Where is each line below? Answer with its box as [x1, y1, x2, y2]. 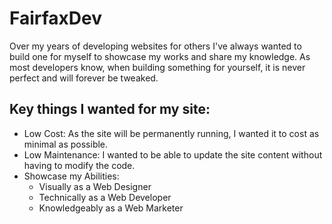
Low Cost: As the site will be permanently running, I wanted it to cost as [23, 127, 320, 139]
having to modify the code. [23, 159, 136, 171]
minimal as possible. [23, 138, 109, 150]
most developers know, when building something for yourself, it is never [9, 61, 306, 73]
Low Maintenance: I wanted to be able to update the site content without [23, 148, 323, 161]
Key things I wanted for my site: [9, 101, 211, 118]
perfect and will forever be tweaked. [9, 72, 159, 84]
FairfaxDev [9, 7, 103, 30]
